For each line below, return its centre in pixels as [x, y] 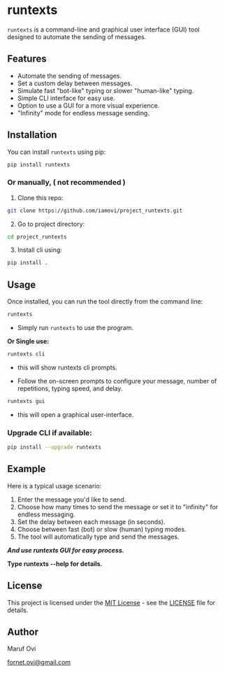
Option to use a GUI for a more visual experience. [88, 105]
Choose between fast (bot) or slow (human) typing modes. [102, 529]
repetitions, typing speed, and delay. [70, 388]
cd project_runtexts [37, 236]
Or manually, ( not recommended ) [66, 183]
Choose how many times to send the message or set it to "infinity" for [118, 506]
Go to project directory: [51, 224]
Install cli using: [40, 250]
